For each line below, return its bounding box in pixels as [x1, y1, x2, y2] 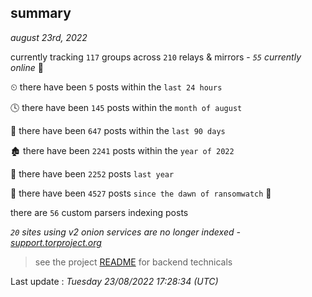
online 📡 [10, 61, 44, 73]
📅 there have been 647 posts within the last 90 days [10, 124, 226, 136]
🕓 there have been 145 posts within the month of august [10, 101, 243, 113]
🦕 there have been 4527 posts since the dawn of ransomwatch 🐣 [10, 187, 272, 199]
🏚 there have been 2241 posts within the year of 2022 [10, 144, 235, 156]
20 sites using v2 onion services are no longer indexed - [10, 226, 241, 238]
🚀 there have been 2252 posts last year [10, 167, 175, 180]
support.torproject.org [10, 236, 102, 248]
